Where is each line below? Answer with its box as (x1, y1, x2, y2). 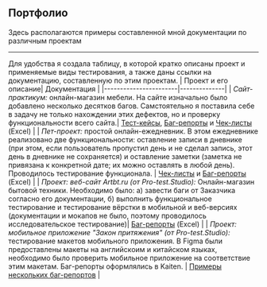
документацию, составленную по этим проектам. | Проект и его (8, 76, 229, 85)
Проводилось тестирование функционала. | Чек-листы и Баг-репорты (8, 169, 246, 178)
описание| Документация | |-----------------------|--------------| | (8, 83, 232, 94)
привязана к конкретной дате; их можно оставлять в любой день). (8, 160, 235, 169)
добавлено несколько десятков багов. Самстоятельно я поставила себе (8, 101, 255, 111)
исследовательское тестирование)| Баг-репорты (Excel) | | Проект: (8, 219, 237, 229)
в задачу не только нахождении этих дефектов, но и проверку (8, 109, 221, 118)
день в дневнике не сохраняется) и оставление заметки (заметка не (8, 151, 242, 161)
